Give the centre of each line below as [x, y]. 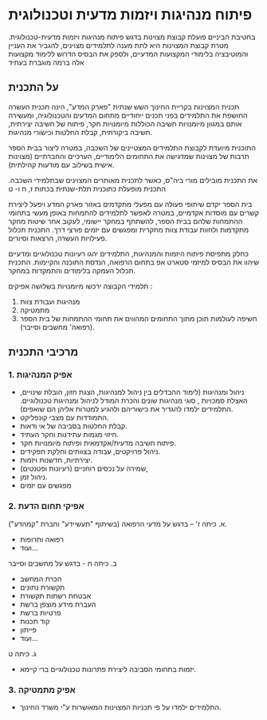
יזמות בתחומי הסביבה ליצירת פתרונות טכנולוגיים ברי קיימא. [108, 669]
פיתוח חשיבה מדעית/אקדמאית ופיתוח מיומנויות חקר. [98, 443]
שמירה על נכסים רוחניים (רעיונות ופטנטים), [84, 468]
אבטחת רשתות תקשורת [55, 595]
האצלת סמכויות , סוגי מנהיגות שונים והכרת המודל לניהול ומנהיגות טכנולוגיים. [134, 400]
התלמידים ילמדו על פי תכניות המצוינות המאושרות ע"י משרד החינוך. [120, 707]
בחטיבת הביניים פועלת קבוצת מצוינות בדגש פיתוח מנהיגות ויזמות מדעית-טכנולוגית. [132, 37]
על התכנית [33, 88]
